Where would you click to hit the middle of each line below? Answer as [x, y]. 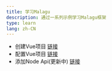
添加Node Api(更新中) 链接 [48, 61]
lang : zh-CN [21, 29]
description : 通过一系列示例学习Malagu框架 [56, 17]
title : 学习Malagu [28, 12]
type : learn [21, 23]
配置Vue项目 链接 [36, 54]
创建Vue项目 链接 [36, 46]
